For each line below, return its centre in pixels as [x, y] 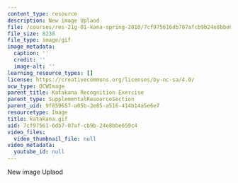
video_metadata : [31, 146]
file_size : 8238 [31, 34]
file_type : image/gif [39, 40]
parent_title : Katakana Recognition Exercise [75, 93]
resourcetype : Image [38, 112]
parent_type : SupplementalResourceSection [71, 100]
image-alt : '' [34, 66]
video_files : [27, 132]
